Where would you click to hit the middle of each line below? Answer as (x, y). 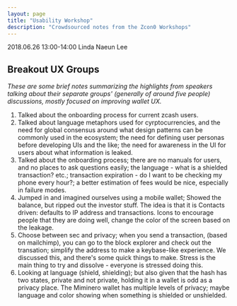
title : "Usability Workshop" (50, 20)
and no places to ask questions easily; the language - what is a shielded (122, 167)
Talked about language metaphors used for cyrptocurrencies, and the (119, 123)
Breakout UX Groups (53, 69)
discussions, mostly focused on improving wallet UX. (85, 101)
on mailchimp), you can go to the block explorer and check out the (114, 243)
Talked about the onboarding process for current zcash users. (108, 115)
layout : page (27, 14)
